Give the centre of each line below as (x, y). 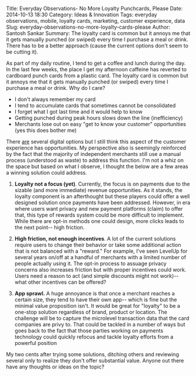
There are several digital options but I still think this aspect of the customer (96, 142)
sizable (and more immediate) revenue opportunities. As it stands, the (98, 190)
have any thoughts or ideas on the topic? (55, 367)
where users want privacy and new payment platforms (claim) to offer (99, 209)
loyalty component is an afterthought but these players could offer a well (102, 196)
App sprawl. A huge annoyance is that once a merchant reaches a (94, 293)
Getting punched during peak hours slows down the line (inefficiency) (99, 118)
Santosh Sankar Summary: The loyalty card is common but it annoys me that (98, 33)
